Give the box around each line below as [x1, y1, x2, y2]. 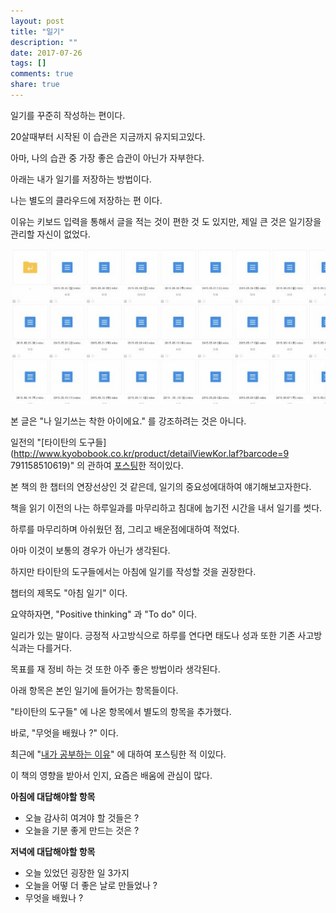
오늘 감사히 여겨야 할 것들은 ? [24, 811, 140, 824]
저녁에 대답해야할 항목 [10, 845, 96, 857]
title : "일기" [10, 26, 65, 37]
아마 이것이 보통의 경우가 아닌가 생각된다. [10, 544, 171, 556]
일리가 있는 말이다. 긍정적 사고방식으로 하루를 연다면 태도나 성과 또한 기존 [10, 629, 296, 641]
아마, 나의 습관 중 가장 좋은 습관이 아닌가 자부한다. [10, 151, 205, 164]
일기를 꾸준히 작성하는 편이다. [10, 109, 126, 121]
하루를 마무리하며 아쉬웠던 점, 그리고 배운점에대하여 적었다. [10, 523, 240, 535]
